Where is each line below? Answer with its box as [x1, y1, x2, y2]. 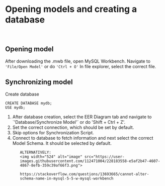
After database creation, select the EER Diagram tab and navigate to [12, 113, 152, 120]
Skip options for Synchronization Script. [12, 129, 94, 135]
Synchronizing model [5, 78, 73, 87]
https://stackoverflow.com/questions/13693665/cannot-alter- [19, 172, 149, 177]
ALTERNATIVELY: [19, 150, 51, 155]
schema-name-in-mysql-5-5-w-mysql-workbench [19, 176, 114, 181]
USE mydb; [5, 105, 26, 110]
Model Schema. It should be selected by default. [12, 140, 112, 146]
